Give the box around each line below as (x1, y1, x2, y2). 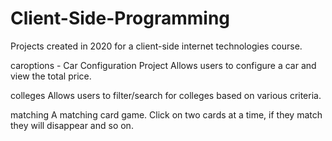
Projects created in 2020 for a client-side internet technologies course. (10, 40, 303, 52)
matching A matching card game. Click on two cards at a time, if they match (10, 108, 323, 121)
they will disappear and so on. (10, 119, 134, 131)
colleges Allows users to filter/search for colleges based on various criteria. (10, 89, 322, 101)
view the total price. (10, 70, 92, 82)
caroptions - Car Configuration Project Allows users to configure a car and (10, 59, 317, 71)
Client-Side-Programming (10, 7, 231, 30)
